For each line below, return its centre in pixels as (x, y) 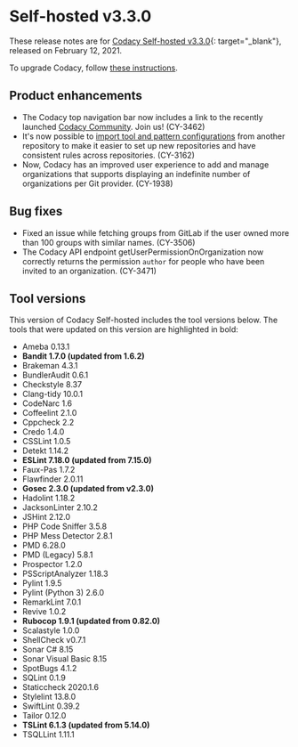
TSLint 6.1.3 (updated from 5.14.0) (86, 725)
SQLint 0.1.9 (44, 678)
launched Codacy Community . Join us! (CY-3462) (113, 126)
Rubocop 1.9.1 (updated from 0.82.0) (91, 621)
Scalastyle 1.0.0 (51, 630)
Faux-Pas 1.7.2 (48, 470)
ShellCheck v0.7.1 (54, 640)
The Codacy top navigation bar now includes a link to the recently (143, 117)
